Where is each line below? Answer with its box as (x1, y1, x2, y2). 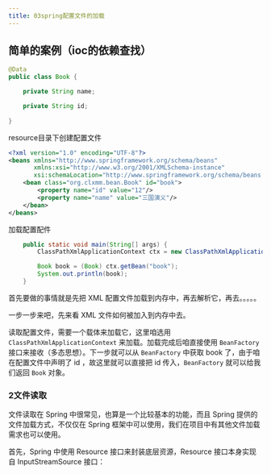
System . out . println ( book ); (37, 270, 128, 278)
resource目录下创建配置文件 (8, 132, 102, 142)
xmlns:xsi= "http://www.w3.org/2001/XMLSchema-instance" (33, 164, 226, 172)
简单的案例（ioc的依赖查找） (8, 44, 152, 57)
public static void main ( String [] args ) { (23, 240, 168, 248)
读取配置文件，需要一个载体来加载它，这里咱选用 (8, 327, 171, 337)
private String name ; (23, 88, 95, 96)
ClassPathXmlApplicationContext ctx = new (37, 247, 182, 256)
